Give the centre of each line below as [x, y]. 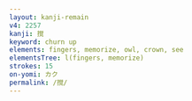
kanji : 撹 [27, 33]
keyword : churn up [43, 42]
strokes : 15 [31, 67]
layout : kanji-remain [49, 17]
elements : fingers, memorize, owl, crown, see [96, 50]
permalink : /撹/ [38, 83]
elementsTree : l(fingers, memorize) [77, 58]
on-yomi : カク [34, 75]
